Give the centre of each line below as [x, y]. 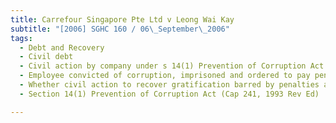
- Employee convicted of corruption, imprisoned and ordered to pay [165, 76]
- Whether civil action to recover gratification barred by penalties [169, 85]
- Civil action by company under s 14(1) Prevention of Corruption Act [172, 66]
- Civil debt [46, 57]
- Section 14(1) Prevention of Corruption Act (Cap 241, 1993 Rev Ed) [169, 94]
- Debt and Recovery [62, 47]
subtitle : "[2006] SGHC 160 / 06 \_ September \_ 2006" [120, 29]
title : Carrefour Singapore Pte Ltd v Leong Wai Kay [122, 19]
